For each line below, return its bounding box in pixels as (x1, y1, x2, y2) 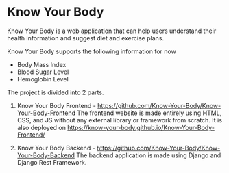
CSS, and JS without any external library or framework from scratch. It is (16, 116, 223, 124)
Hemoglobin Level (16, 75, 69, 83)
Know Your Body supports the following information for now (7, 47, 176, 55)
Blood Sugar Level (16, 68, 69, 76)
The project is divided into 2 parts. (7, 88, 104, 96)
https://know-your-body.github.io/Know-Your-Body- (67, 123, 215, 131)
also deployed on (16, 123, 67, 131)
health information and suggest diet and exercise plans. (7, 34, 165, 42)
